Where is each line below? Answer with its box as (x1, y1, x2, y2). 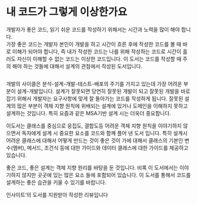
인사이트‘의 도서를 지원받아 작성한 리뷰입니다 (6, 191, 108, 198)
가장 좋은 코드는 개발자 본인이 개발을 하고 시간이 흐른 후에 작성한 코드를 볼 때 (6, 41, 182, 48)
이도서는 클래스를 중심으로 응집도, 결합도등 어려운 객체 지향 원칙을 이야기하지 (6, 122, 182, 129)
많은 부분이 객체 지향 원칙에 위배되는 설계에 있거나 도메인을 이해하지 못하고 (16, 102, 188, 109)
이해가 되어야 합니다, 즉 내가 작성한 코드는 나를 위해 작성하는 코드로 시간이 (12, 48, 182, 55)
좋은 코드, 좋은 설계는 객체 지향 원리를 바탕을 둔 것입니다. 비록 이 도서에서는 (6, 164, 178, 171)
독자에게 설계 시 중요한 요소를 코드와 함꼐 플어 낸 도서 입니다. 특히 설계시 (21, 129, 188, 136)
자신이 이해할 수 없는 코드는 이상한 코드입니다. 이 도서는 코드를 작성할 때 (16, 55, 182, 62)
